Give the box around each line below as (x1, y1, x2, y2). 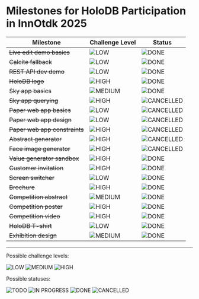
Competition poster (9, 202, 63, 211)
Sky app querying (9, 96, 59, 104)
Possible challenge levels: (6, 252, 69, 259)
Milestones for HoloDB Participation (6, 4, 187, 18)
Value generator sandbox (9, 154, 79, 163)
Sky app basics (9, 87, 52, 95)
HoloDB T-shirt (9, 221, 52, 230)
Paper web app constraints (9, 125, 84, 133)
